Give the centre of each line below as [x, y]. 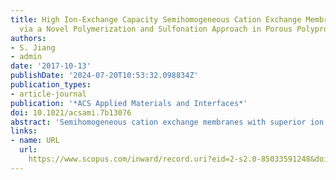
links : [24, 131]
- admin [26, 57]
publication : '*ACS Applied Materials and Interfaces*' [129, 103]
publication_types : [51, 85]
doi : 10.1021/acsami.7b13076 [71, 112]
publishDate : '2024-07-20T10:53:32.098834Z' [104, 76]
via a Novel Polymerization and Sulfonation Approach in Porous [156, 29]
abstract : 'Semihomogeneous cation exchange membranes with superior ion [167, 122]
